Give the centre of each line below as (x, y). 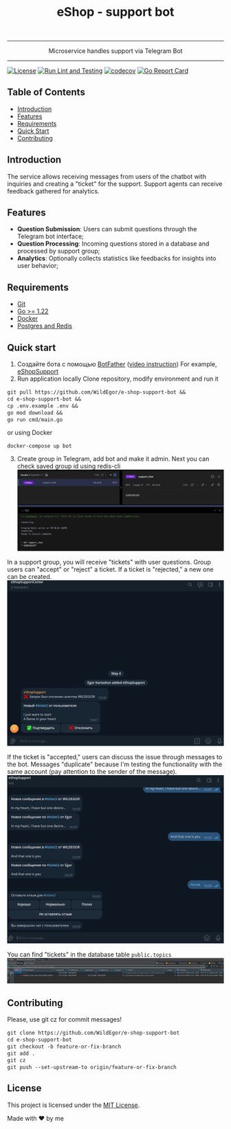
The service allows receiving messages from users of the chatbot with (107, 176)
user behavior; (37, 266)
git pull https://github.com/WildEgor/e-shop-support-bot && (97, 392)
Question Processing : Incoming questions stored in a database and (113, 244)
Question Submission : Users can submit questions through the (107, 229)
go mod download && (35, 413)
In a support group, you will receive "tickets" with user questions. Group (109, 562)
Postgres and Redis (44, 326)
